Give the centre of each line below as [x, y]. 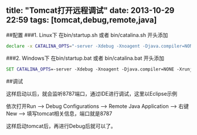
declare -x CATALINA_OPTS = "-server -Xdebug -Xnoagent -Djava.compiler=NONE [101, 46]
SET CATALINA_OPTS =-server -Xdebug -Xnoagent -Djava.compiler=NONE [90, 69]
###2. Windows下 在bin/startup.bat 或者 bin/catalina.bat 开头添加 [85, 58]
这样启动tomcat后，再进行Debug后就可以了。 [61, 126]
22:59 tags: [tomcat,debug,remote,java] [81, 20]
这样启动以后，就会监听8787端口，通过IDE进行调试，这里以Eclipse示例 [92, 93]
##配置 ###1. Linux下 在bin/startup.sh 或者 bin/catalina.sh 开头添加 [87, 35]
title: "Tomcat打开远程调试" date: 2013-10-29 [90, 11]
